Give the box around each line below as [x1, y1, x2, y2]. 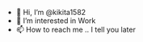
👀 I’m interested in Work [15, 16, 96, 25]
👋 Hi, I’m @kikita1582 [15, 8, 86, 17]
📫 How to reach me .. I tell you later [15, 25, 136, 34]
